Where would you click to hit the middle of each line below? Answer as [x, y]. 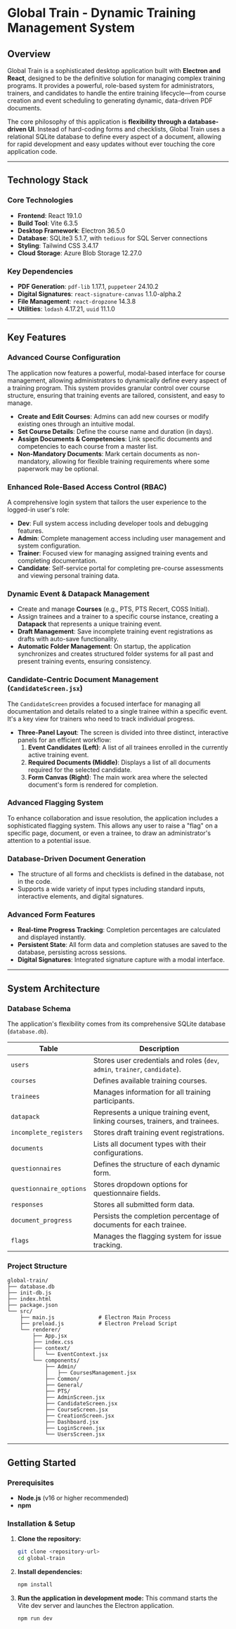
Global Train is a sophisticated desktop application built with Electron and [114, 71]
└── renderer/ [40, 1330]
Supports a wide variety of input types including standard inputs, [111, 889]
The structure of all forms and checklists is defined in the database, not [121, 874]
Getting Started [42, 1463]
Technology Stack [48, 180]
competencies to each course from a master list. [87, 446]
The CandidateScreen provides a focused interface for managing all [104, 704]
